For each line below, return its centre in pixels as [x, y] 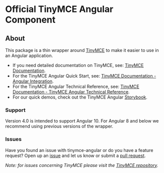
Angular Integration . [33, 81]
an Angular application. [29, 55]
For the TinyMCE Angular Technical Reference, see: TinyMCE [76, 86]
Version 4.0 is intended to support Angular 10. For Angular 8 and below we [82, 121]
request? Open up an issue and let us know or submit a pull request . [75, 155]
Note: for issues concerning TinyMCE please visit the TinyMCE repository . [82, 165]
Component [31, 20]
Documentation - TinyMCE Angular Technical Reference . [71, 92]
